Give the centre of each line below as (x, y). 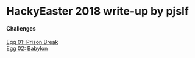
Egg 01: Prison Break (32, 42)
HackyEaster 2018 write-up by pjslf (97, 11)
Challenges (21, 28)
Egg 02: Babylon (27, 49)
